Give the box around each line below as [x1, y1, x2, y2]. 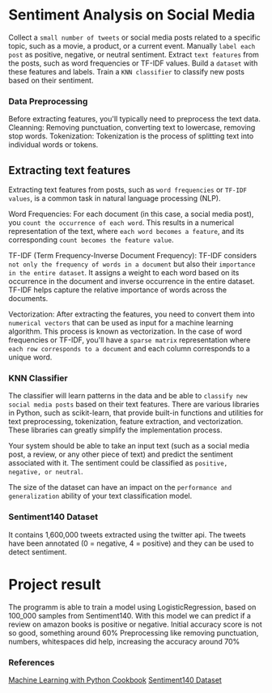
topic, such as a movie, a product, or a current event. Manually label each [8, 40, 256, 50]
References [8, 657, 55, 668]
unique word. [8, 352, 53, 362]
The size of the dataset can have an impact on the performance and [8, 483, 232, 492]
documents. [8, 294, 49, 304]
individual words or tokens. [8, 140, 99, 150]
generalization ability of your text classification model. [8, 491, 193, 501]
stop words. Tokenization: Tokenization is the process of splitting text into [8, 131, 254, 141]
